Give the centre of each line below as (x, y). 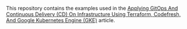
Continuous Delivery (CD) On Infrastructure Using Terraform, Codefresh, (93, 14)
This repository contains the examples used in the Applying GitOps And (92, 8)
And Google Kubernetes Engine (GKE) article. (60, 20)
